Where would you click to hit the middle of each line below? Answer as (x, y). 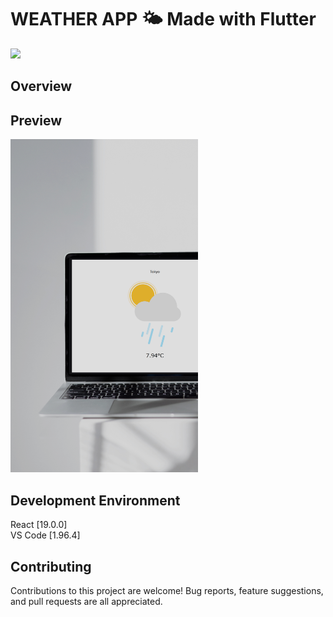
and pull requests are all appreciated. (86, 602)
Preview (36, 120)
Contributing (51, 566)
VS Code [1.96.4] (45, 535)
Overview (41, 86)
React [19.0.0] (39, 525)
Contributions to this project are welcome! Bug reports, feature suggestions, (167, 591)
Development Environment (95, 500)
